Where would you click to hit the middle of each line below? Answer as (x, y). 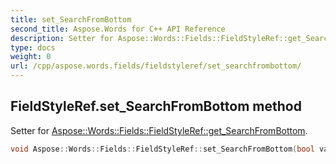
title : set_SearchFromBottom (71, 19)
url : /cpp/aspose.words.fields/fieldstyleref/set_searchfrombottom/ (156, 66)
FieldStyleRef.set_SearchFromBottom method (156, 106)
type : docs (33, 47)
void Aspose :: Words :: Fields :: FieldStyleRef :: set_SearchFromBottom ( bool (162, 149)
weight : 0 (31, 57)
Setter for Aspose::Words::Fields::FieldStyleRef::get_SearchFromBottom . (159, 130)
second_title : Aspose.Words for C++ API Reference (118, 29)
